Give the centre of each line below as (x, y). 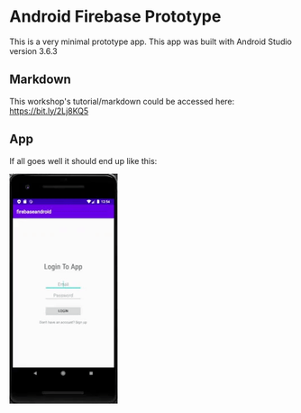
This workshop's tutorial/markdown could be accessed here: (122, 101)
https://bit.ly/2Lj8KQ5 (49, 111)
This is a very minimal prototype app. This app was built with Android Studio (151, 41)
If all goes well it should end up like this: (83, 161)
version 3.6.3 (33, 50)
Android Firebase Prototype (115, 17)
